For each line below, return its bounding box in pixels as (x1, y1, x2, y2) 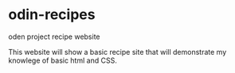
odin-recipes (8, 6, 96, 24)
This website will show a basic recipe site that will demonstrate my (8, 47, 227, 56)
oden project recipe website (8, 32, 100, 41)
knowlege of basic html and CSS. (8, 56, 117, 65)
